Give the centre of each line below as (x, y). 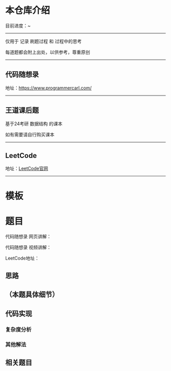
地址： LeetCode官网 (27, 169)
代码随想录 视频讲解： (28, 247)
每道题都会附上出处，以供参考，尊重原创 (48, 52)
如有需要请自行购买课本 (30, 134)
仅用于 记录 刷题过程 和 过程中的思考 (44, 41)
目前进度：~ (18, 26)
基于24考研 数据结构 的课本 (34, 124)
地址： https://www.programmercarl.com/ (48, 88)
